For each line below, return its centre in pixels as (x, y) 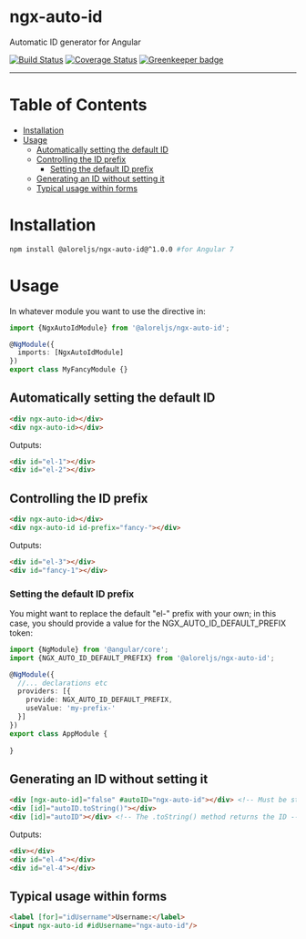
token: (21, 633)
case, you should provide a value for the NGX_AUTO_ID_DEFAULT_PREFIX (148, 623)
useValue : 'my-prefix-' (71, 709)
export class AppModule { (58, 734)
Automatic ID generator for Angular (75, 42)
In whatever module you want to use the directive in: (108, 311)
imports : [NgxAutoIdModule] (71, 352)
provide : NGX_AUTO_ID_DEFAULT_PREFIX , (99, 700)
